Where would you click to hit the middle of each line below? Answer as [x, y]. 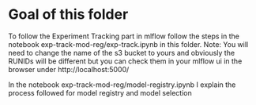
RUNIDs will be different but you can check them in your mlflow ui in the [125, 61]
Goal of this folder [68, 14]
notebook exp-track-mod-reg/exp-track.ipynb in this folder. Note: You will [128, 44]
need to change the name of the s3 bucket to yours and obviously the [122, 52]
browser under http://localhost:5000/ [69, 69]
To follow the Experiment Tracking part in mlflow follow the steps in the [124, 36]
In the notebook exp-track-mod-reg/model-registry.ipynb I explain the [122, 85]
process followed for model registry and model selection [100, 92]
